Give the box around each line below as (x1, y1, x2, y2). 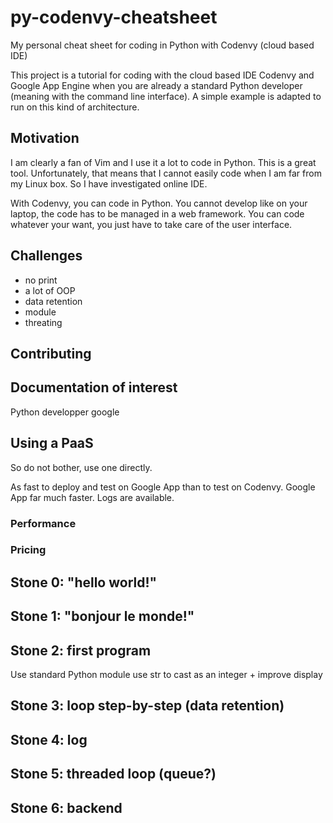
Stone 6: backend (10, 799, 123, 816)
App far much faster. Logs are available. (10, 491, 175, 503)
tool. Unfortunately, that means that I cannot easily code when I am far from (10, 167, 322, 179)
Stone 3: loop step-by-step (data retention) (10, 697, 285, 715)
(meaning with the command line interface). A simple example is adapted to (10, 90, 322, 102)
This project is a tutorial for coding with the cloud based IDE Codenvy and (10, 69, 315, 81)
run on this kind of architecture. (10, 101, 140, 113)
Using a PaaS (10, 435, 94, 452)
